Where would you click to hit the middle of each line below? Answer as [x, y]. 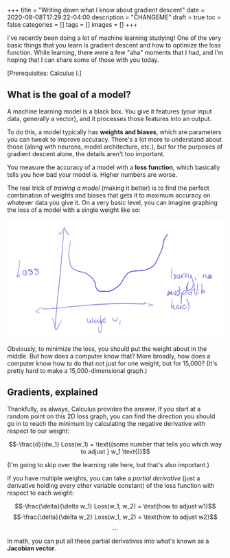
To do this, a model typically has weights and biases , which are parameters [114, 132]
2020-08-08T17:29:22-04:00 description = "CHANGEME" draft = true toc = [114, 17]
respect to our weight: [38, 431]
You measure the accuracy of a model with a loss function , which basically [114, 167]
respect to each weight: [41, 493]
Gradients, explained [53, 393]
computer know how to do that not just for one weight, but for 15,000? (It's [112, 363]
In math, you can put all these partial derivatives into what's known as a [108, 541]
